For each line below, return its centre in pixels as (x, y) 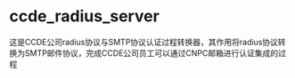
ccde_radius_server (85, 16)
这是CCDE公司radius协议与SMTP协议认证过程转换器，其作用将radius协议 (144, 42)
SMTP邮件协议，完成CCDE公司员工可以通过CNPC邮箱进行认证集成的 (152, 53)
